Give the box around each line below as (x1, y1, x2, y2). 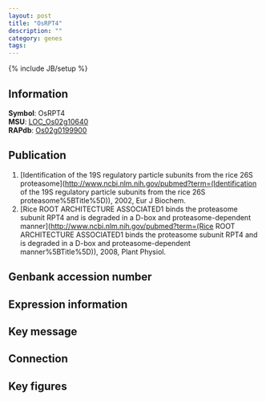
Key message (8, 325, 78, 338)
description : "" (8, 27, 62, 35)
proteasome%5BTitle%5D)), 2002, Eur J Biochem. (19, 195, 187, 205)
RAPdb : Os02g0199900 (8, 125, 87, 135)
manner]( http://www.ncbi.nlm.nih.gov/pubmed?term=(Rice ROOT (19, 221, 236, 231)
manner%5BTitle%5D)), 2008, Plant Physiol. (19, 247, 167, 256)
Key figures (8, 379, 67, 393)
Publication (8, 149, 66, 162)
